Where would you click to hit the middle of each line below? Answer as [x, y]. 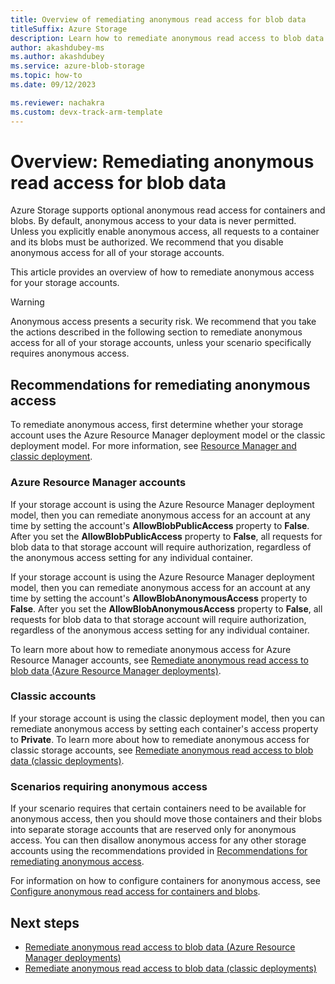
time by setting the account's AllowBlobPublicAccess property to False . [160, 525]
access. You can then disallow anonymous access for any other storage [158, 840]
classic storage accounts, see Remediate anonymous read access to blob [162, 750]
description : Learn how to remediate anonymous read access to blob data [167, 38]
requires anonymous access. [70, 353]
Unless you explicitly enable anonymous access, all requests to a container [165, 232]
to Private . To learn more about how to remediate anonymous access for [160, 739]
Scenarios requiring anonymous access [109, 786]
